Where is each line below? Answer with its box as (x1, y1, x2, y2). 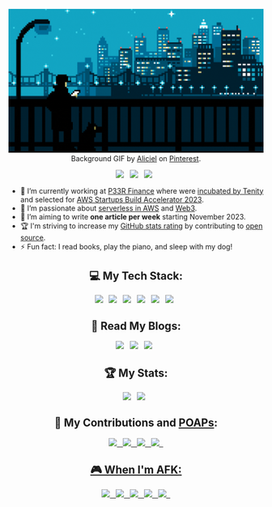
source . (19, 232, 46, 242)
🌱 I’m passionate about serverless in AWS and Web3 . (19, 203, 198, 213)
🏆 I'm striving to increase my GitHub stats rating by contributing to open (19, 220, 263, 231)
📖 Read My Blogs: (91, 319, 181, 333)
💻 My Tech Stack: (88, 269, 184, 283)
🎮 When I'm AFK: (90, 463, 182, 477)
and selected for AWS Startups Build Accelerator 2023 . (19, 194, 204, 204)
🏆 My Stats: (104, 366, 168, 380)
